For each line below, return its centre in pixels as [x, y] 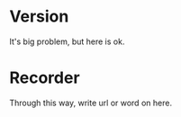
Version [39, 17]
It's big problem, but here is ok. [67, 41]
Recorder [45, 78]
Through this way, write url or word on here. [91, 103]
